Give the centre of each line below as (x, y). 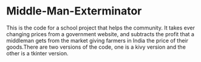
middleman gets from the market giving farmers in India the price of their (97, 40)
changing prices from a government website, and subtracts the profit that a (100, 34)
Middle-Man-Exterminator (74, 11)
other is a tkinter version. (37, 53)
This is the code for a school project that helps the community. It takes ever (101, 28)
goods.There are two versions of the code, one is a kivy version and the (96, 47)
